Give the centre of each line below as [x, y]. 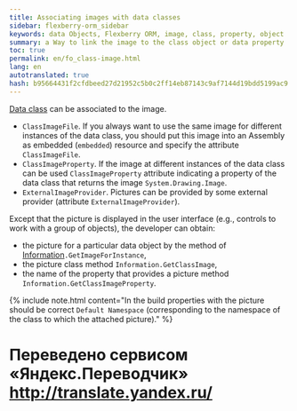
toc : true [28, 51]
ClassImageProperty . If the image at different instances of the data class [153, 163]
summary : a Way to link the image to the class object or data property [147, 42]
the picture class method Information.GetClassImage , [120, 264]
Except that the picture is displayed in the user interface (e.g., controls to [143, 218]
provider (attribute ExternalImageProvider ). [101, 202]
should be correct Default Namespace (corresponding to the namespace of [145, 309]
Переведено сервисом [99, 355]
